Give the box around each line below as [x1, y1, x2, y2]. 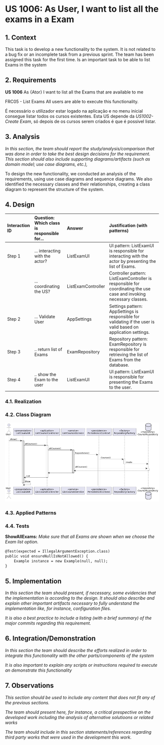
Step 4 [7, 376, 20, 382]
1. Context [5, 33, 37, 42]
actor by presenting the [109, 258, 156, 264]
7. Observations [5, 681, 54, 690]
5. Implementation [5, 577, 62, 585]
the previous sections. [5, 699, 50, 705]
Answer [66, 225, 83, 231]
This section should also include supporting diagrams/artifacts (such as [5, 156, 150, 162]
